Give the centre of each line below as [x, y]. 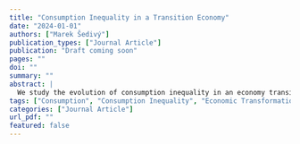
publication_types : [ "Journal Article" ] [86, 42]
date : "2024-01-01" [46, 26]
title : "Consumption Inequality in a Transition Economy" [119, 17]
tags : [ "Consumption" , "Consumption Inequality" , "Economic [124, 101]
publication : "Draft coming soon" [74, 51]
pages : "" [28, 59]
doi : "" [24, 68]
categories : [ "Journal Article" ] [71, 109]
